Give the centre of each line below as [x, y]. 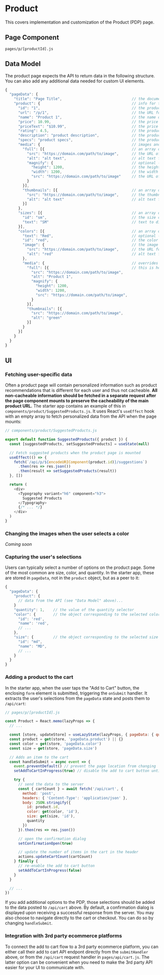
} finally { [26, 861]
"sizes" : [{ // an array [87, 213]
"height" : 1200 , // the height [96, 167]
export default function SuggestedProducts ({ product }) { [66, 439]
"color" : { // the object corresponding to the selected [81, 614]
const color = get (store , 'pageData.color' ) [55, 744]
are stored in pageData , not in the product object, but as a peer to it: [72, 578]
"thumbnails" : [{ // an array [89, 190]
